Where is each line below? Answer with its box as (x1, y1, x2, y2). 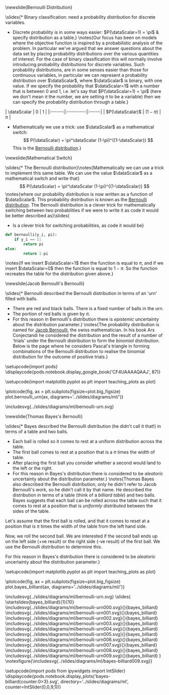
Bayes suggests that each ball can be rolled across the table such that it (12, 498, 162, 504)
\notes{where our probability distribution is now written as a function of (5, 191, 153, 197)
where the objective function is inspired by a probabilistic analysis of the (12, 40, 163, 46)
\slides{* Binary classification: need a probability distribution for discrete (5, 14, 156, 20)
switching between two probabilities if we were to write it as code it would (5, 207, 159, 213)
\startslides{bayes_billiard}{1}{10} (5, 599, 74, 605)
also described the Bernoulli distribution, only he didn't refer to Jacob (12, 481, 157, 487)
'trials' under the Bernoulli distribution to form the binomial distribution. (12, 338, 160, 344)
